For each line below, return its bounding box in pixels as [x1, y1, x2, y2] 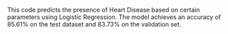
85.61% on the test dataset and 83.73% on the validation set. [7, 20, 182, 28]
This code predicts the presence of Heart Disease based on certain [7, 6, 200, 14]
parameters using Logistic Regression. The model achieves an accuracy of [7, 13, 221, 21]
